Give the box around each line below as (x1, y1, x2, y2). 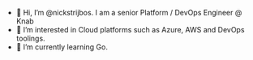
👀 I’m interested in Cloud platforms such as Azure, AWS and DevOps (15, 25, 245, 34)
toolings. (15, 33, 46, 43)
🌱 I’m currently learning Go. (15, 42, 108, 52)
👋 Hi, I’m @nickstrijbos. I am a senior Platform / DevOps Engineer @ (15, 8, 242, 17)
